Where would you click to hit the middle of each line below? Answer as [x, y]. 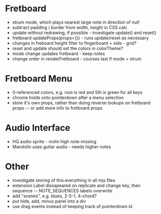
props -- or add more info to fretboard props [57, 108]
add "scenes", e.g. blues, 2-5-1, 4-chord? [54, 196]
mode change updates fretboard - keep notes [59, 53]
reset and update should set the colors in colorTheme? [67, 48]
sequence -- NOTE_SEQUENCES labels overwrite [62, 190]
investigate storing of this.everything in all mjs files [64, 180]
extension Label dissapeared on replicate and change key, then [76, 185]
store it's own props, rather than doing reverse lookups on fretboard [81, 103]
